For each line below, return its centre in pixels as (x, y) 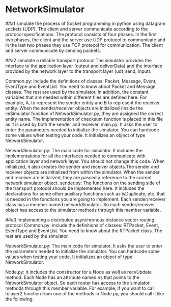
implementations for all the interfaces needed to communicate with (76, 156)
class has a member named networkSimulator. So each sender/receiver (80, 204)
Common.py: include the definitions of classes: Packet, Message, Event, (81, 81)
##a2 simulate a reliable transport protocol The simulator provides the (78, 60)
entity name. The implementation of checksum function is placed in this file (84, 119)
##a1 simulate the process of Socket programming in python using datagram (85, 23)
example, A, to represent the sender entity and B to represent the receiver (83, 102)
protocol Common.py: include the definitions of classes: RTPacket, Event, (82, 225)
